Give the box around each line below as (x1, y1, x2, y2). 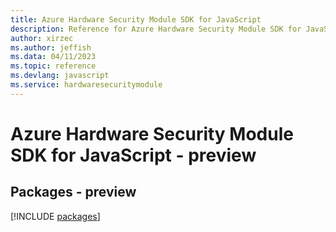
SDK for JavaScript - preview (10, 144, 257, 166)
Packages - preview (10, 184, 137, 201)
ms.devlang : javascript (10, 71, 110, 81)
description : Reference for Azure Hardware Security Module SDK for (10, 24, 302, 34)
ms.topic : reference (10, 61, 97, 71)
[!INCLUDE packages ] (10, 210, 101, 222)
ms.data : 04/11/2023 (10, 52, 97, 62)
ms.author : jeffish (10, 42, 92, 53)
